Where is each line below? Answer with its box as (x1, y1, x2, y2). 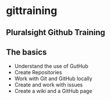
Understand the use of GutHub (14, 63, 88, 70)
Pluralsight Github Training (6, 27, 106, 37)
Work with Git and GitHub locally (14, 75, 93, 82)
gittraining (6, 4, 58, 18)
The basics (6, 47, 47, 57)
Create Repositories (14, 69, 62, 76)
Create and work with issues (14, 81, 83, 88)
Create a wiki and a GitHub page (14, 88, 92, 95)
